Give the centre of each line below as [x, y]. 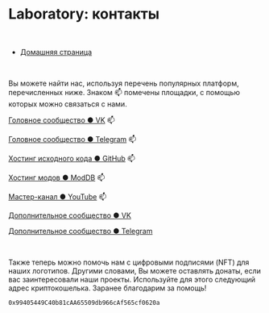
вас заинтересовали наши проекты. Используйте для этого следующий [132, 279]
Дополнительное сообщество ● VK [70, 215]
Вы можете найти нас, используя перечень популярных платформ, [124, 83]
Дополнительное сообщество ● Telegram [81, 231]
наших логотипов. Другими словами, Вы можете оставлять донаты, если [135, 270]
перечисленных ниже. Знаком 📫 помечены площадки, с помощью [124, 92]
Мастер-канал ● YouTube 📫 [58, 196]
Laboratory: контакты [84, 14]
